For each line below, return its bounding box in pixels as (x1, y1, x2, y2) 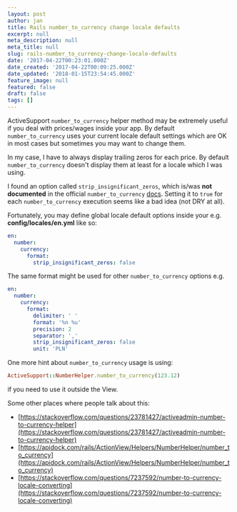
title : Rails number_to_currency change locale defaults (7, 24, 181, 31)
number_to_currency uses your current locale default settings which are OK (7, 131, 227, 140)
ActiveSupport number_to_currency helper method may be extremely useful (7, 116, 228, 125)
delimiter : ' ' (33, 312, 79, 319)
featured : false (7, 84, 56, 91)
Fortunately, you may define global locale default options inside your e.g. (7, 211, 222, 219)
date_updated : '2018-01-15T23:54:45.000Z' (7, 70, 136, 77)
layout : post (7, 10, 46, 18)
